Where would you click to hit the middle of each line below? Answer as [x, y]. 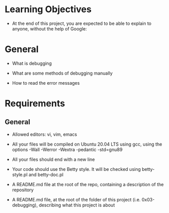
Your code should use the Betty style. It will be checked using [76, 169]
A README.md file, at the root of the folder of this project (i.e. [76, 199]
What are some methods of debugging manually [62, 73]
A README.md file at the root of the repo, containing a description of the [88, 184]
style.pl [20, 174]
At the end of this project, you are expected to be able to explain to [82, 23]
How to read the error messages [46, 83]
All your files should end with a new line [53, 159]
